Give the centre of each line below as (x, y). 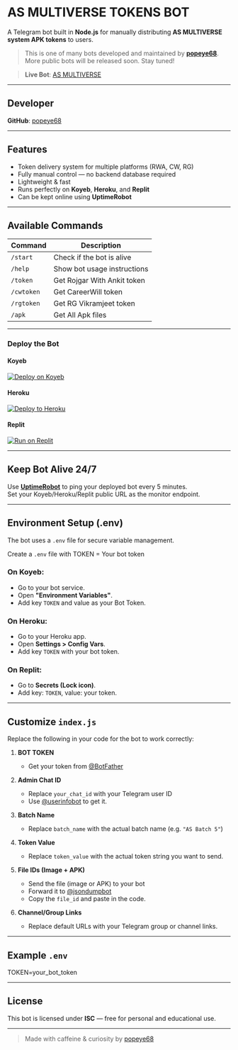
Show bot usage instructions (101, 269)
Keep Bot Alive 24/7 (52, 470)
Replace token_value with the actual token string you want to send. (126, 856)
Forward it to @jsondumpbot (70, 891)
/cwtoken (25, 292)
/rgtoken (25, 303)
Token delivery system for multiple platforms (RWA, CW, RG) (106, 167)
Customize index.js (52, 721)
